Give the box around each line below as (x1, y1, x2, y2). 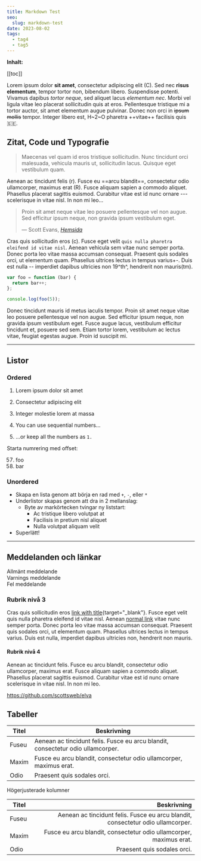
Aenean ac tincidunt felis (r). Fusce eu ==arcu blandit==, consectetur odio (7, 177, 190, 184)
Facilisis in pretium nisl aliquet (33, 516, 107, 524)
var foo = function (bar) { (7, 274, 77, 281)
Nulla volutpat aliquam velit (33, 523, 100, 530)
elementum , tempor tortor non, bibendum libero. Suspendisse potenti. (7, 88, 180, 95)
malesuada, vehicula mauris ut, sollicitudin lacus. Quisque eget (21, 159, 177, 167)
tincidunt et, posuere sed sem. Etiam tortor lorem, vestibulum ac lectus (7, 326, 181, 333)
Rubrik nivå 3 (7, 595, 46, 604)
